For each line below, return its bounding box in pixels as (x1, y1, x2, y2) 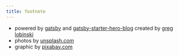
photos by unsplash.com (14, 37, 74, 44)
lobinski (14, 30, 34, 38)
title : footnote (6, 8, 46, 15)
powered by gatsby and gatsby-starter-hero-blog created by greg (14, 24, 174, 32)
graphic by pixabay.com (14, 43, 73, 50)
